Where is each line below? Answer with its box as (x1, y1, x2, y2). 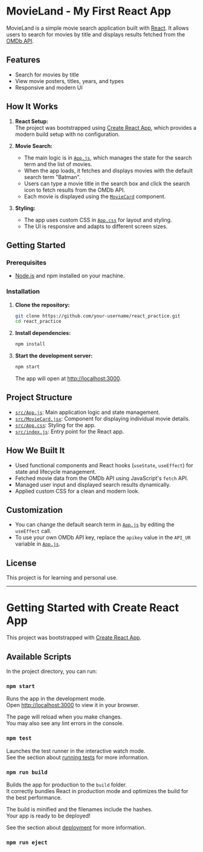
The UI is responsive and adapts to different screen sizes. (24, 223, 168, 230)
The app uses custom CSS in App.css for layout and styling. (24, 216, 172, 223)
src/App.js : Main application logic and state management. (14, 408, 160, 416)
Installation (6, 287, 40, 296)
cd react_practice (14, 319, 62, 325)
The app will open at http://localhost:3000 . (14, 375, 122, 382)
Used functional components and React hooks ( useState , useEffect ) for (14, 461, 193, 468)
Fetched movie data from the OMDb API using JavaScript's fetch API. (14, 475, 188, 482)
